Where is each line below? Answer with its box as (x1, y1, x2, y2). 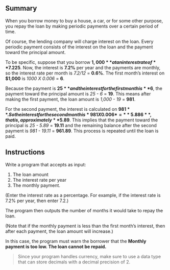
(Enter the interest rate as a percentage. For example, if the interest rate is (5, 192, 161, 198)
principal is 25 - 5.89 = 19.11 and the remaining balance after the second (5, 122, 157, 128)
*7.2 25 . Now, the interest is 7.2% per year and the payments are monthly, (5, 64, 161, 70)
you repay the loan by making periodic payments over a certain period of (5, 23, 159, 29)
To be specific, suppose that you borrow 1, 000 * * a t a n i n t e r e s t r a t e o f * (5, 59, 156, 65)
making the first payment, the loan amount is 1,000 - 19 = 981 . (5, 96, 136, 102)
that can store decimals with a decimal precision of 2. (17, 259, 131, 265)
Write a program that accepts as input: (5, 161, 86, 167)
